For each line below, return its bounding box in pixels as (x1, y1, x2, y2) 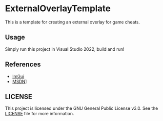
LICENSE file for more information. (5, 111, 74, 117)
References (5, 60, 41, 69)
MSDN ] (12, 79, 27, 84)
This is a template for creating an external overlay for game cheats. (5, 19, 140, 25)
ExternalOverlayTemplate (5, 3, 111, 14)
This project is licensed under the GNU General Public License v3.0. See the (5, 105, 158, 111)
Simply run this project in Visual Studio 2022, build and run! (5, 46, 124, 52)
